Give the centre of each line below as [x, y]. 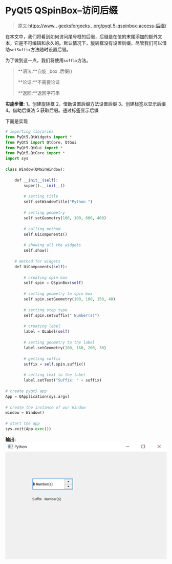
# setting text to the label [55, 375]
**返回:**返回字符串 [39, 93]
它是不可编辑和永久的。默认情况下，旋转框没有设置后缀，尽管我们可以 [88, 43]
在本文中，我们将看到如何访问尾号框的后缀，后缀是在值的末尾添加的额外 [81, 36]
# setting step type [46, 310]
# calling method [42, 229]
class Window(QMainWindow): [35, 170]
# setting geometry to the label [59, 343]
